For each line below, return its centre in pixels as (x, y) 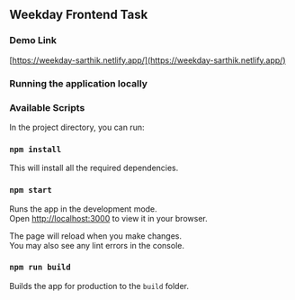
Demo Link (33, 41)
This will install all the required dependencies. (94, 168)
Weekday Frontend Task (79, 15)
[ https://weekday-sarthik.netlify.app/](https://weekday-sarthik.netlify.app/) (147, 60)
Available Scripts (47, 107)
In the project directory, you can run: (77, 127)
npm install (36, 149)
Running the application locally (79, 83)
